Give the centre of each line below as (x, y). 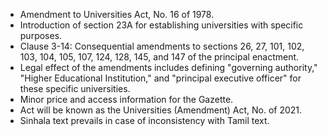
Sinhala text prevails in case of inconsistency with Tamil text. (144, 120)
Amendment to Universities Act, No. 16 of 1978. (117, 14)
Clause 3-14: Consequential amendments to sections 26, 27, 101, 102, (162, 46)
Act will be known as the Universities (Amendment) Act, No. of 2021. (161, 110)
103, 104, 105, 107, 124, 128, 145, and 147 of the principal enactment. (159, 57)
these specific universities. (75, 88)
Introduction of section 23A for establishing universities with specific (161, 25)
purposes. (41, 35)
